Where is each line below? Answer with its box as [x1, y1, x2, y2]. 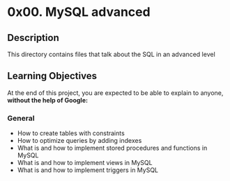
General [7, 113, 35, 123]
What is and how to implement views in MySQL [17, 159, 153, 167]
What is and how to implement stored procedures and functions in [17, 144, 208, 153]
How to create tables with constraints [17, 129, 125, 137]
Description [7, 32, 59, 44]
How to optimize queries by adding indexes [17, 137, 142, 145]
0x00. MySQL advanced [7, 4, 151, 20]
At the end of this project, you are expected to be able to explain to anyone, [7, 88, 224, 97]
